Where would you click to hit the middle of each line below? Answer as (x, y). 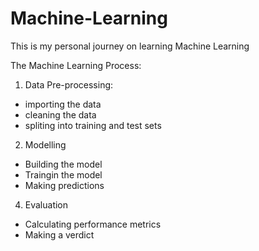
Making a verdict (59, 234)
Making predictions (64, 185)
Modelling (45, 144)
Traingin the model (63, 174)
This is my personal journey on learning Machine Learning (130, 46)
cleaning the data (60, 114)
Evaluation (46, 204)
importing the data (63, 104)
